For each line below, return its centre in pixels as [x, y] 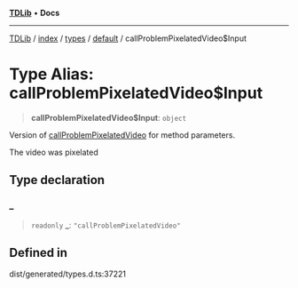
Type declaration [57, 180]
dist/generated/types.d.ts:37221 [68, 274]
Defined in [39, 253]
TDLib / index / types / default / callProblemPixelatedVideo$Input [128, 38]
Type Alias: [52, 74]
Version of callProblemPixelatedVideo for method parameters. [122, 135]
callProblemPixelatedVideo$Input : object [109, 117]
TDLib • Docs [35, 13]
